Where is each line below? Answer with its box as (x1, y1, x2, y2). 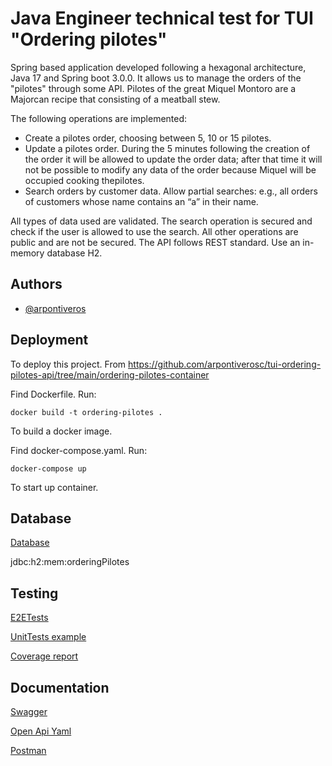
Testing (10, 585, 59, 602)
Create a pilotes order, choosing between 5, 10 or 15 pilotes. (24, 132, 272, 144)
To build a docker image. (10, 425, 113, 437)
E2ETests (10, 612, 49, 624)
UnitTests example (10, 631, 87, 643)
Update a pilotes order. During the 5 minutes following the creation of (24, 142, 311, 154)
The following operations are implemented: (10, 112, 188, 124)
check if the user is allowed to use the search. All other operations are (10, 225, 299, 237)
